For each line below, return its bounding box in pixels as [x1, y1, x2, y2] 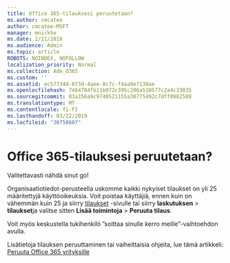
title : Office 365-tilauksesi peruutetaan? [7, 10, 134, 17]
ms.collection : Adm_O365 [7, 67, 78, 74]
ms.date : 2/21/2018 [7, 36, 63, 43]
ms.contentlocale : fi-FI [7, 106, 78, 113]
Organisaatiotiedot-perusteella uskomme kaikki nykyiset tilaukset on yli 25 [7, 185, 218, 193]
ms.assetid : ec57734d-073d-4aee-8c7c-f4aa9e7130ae [7, 81, 155, 87]
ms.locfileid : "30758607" [7, 118, 81, 126]
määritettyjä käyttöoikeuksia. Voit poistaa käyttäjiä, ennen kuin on [7, 192, 192, 200]
